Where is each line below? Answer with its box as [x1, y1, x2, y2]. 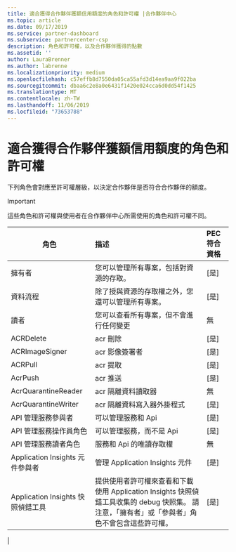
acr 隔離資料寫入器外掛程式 [94, 400, 185, 409]
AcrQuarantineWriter [11, 399, 79, 409]
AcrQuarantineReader [11, 386, 83, 395]
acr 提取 [94, 360, 122, 369]
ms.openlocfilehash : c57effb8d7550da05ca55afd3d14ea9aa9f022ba [7, 75, 197, 83]
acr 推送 [94, 373, 122, 383]
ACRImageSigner [11, 346, 67, 356]
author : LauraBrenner [7, 56, 71, 63]
